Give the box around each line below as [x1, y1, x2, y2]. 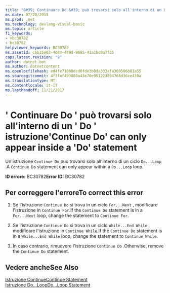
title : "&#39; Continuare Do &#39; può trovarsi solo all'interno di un [5, 7, 162, 13]
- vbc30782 [5, 36, 28, 41]
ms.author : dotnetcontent [5, 64, 60, 69]
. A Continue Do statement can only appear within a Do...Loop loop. [5, 164, 144, 170]
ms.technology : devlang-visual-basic [5, 21, 85, 27]
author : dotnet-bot [5, 59, 47, 64]
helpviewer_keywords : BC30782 [5, 45, 69, 50]
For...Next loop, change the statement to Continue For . [12, 212, 129, 218]
